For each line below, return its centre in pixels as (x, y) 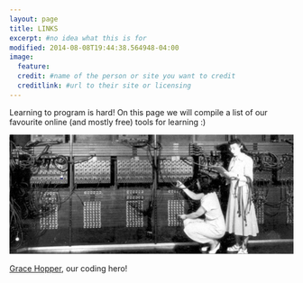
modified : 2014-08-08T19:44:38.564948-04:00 (94, 48)
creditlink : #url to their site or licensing (105, 86)
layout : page (34, 19)
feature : (34, 67)
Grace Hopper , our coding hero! (69, 269)
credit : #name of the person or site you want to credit (127, 77)
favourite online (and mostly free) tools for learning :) (108, 122)
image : (22, 57)
